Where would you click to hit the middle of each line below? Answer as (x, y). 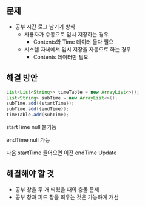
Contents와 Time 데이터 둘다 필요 (73, 42)
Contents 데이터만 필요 (61, 57)
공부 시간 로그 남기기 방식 (45, 27)
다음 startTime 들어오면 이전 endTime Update (62, 153)
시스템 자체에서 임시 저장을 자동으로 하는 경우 (78, 49)
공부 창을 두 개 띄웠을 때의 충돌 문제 (57, 189)
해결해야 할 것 (30, 174)
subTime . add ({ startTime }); (40, 104)
